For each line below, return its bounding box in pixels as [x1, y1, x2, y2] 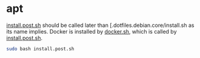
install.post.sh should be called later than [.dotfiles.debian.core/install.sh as [6, 22, 195, 29]
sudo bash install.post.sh [6, 45, 75, 52]
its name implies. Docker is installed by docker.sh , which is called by [6, 28, 177, 35]
